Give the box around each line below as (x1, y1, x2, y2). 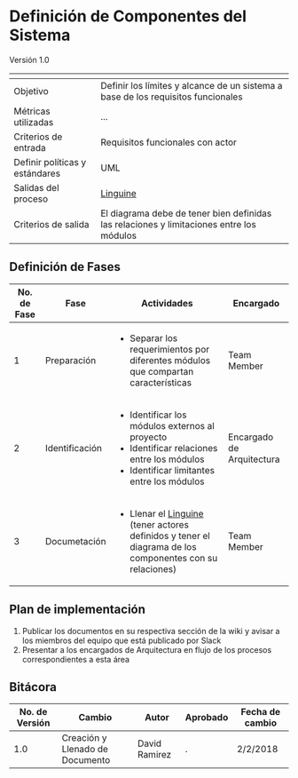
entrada (13, 141, 46, 154)
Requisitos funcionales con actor (100, 136, 238, 148)
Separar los (129, 331, 178, 344)
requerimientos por (129, 343, 210, 355)
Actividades (141, 297, 193, 309)
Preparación (44, 353, 97, 366)
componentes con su (129, 552, 218, 564)
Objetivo (13, 84, 49, 97)
